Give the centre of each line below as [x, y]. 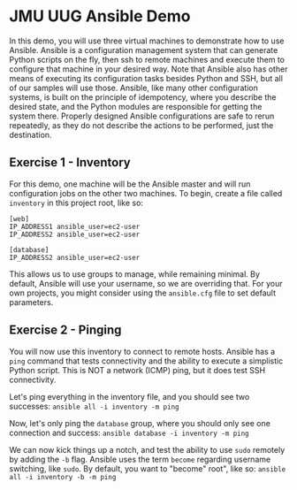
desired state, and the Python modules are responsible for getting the [136, 106]
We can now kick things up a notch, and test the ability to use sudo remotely [147, 449]
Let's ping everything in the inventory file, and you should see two [129, 396]
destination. [30, 134]
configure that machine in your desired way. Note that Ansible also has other [148, 69]
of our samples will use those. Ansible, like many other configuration [134, 88]
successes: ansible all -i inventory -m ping [94, 406]
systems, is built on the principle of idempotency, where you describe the [143, 97]
